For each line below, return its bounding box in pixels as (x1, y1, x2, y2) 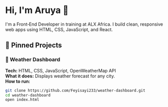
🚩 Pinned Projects (5, 41, 62, 50)
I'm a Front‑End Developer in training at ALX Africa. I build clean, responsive (5, 21, 163, 27)
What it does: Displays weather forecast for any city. (5, 73, 115, 79)
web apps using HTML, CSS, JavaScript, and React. (5, 26, 113, 32)
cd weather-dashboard (5, 92, 51, 97)
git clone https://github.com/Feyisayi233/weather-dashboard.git (5, 88, 145, 93)
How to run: (5, 78, 30, 84)
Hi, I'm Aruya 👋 (5, 5, 69, 16)
